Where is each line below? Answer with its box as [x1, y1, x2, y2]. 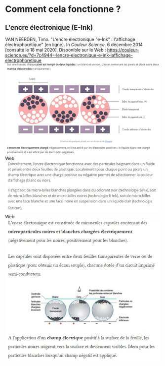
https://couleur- [107, 47, 139, 53]
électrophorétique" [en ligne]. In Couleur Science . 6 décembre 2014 [5, 42, 143, 48]
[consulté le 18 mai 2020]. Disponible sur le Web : [5, 47, 106, 53]
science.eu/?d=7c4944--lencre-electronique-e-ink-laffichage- [5, 52, 133, 58]
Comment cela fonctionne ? [5, 3, 121, 15]
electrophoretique [5, 58, 42, 63]
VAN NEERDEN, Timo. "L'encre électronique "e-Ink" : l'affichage [5, 36, 135, 42]
